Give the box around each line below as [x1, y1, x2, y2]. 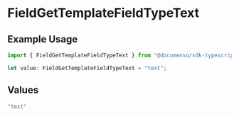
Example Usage [7, 33, 78, 45]
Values [7, 84, 39, 96]
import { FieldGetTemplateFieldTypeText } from [7, 52, 152, 59]
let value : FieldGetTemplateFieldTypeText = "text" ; [7, 64, 167, 71]
